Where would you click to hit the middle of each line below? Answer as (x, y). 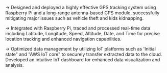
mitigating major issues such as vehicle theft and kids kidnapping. (75, 18)
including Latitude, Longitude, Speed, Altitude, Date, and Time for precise (82, 33)
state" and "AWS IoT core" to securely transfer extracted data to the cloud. (84, 54)
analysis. (15, 65)
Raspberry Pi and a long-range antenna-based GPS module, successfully (82, 13)
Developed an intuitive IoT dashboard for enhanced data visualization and (83, 60)
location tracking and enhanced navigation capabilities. (63, 39)
